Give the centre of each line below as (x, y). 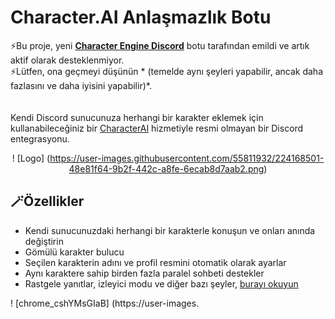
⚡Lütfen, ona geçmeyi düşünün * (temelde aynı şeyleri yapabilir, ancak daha (166, 71)
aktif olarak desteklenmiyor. (67, 60)
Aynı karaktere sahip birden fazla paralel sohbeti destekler (144, 273)
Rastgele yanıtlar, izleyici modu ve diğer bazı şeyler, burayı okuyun (161, 283)
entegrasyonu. (40, 138)
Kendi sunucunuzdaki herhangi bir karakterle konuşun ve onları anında (170, 230)
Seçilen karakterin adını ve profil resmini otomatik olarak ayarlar (155, 262)
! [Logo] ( (31, 158)
